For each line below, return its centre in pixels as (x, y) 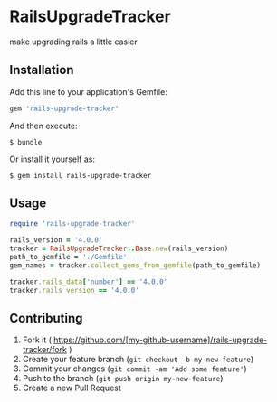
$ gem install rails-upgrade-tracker (81, 175)
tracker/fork (45, 350)
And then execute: (43, 126)
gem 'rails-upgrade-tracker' (64, 108)
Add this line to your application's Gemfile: (88, 91)
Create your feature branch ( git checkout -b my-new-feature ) (138, 360)
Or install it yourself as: (52, 159)
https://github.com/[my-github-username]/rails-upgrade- (160, 340)
